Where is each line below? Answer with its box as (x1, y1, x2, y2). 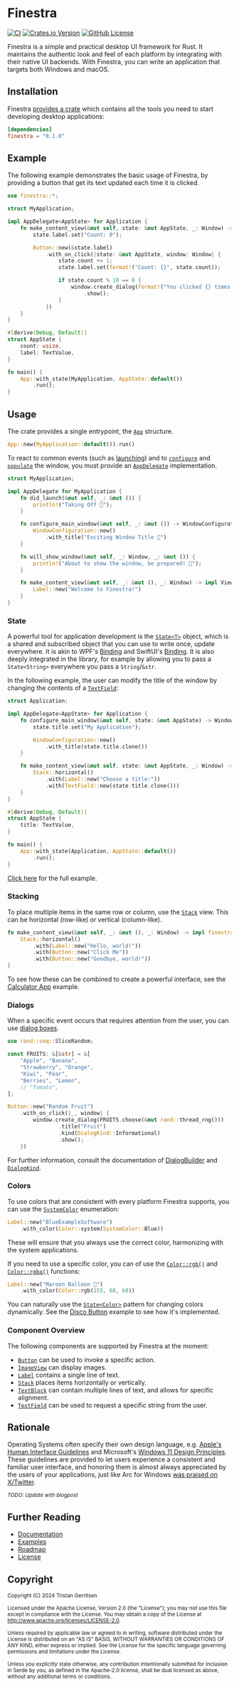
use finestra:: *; (7, 192, 59, 200)
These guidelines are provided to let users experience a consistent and (7, 1455, 216, 1464)
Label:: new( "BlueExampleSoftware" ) (7, 1218, 113, 1225)
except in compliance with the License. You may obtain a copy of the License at (7, 1611, 202, 1618)
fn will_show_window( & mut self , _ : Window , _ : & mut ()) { (20, 553, 196, 560)
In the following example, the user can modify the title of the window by (7, 676, 218, 684)
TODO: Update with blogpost (7, 1492, 78, 1499)
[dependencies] (7, 126, 53, 133)
